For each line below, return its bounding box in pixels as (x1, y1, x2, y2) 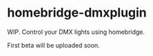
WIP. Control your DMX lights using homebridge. (7, 28, 145, 36)
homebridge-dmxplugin (7, 5, 147, 21)
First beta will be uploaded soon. (7, 41, 100, 49)
